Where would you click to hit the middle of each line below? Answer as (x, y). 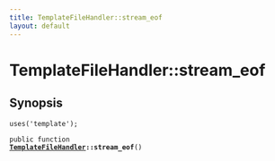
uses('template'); (44, 123)
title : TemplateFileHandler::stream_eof (86, 17)
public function (40, 140)
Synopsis (36, 103)
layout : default (40, 26)
